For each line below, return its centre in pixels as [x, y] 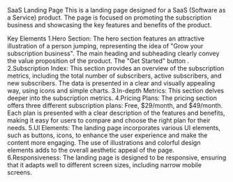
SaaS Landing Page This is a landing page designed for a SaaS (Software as [116, 10]
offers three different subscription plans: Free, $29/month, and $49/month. [115, 105]
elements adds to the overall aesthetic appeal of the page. [91, 150]
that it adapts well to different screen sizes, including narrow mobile [105, 165]
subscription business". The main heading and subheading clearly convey [113, 53]
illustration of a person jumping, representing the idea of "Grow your [105, 46]
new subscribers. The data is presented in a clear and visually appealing [111, 83]
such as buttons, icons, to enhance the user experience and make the [107, 135]
